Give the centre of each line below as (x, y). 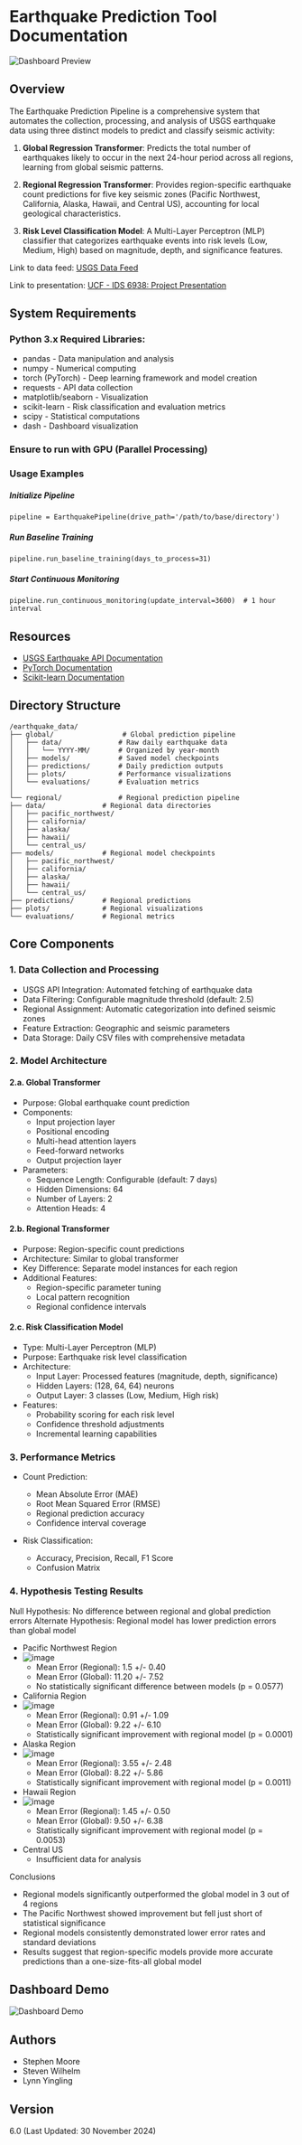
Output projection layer (78, 1160)
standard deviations (59, 1942)
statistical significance (64, 1923)
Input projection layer (75, 1122)
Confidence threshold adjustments (100, 1425)
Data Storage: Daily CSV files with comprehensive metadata (133, 1038)
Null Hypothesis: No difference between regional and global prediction (140, 1611)
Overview (37, 89)
